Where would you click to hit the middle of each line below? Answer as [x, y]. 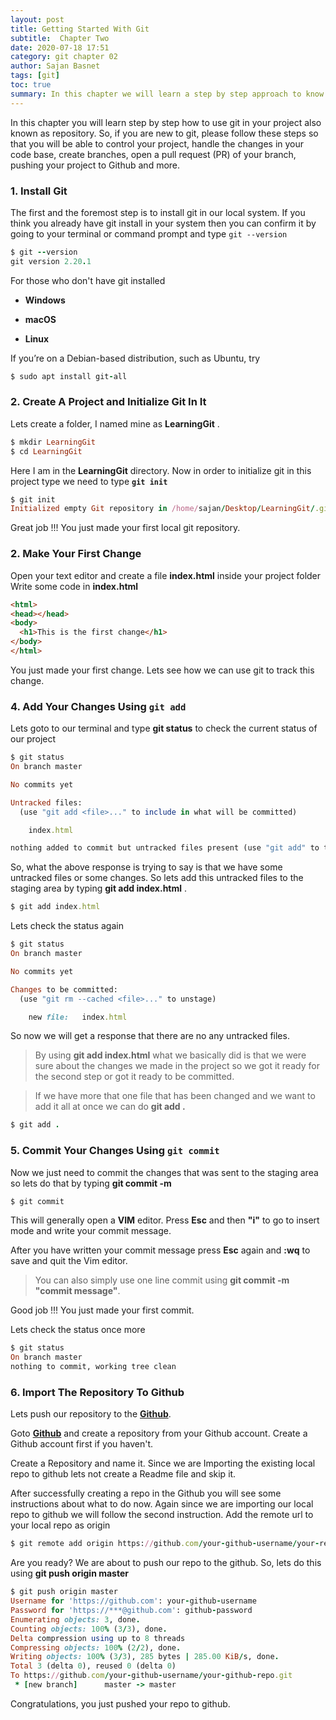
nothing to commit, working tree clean [93, 1367]
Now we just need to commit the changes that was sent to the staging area [164, 1172]
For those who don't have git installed [88, 280]
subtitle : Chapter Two [60, 38]
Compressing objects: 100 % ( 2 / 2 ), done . [96, 1647]
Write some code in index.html [74, 586]
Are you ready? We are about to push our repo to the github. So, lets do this [166, 1563]
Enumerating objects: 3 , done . [75, 1619]
